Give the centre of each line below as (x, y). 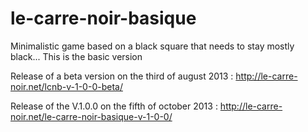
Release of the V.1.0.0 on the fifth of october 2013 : (114, 106)
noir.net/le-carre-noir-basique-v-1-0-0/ (91, 116)
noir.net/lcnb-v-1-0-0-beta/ (66, 86)
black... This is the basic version (76, 56)
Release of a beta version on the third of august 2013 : (122, 76)
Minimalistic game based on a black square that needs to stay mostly (152, 46)
